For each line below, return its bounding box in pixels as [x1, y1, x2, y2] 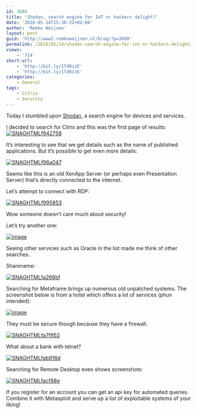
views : [6, 47, 22, 53]
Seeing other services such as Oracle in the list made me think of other [6, 244, 178, 251]
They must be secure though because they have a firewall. [6, 320, 148, 327]
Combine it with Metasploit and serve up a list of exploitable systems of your [6, 395, 191, 402]
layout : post [6, 31, 38, 36]
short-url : [6, 58, 33, 63]
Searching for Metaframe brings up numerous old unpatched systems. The [6, 285, 187, 292]
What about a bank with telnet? [6, 343, 81, 350]
